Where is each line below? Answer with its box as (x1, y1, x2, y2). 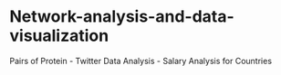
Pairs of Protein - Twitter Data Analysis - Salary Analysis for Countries (9, 55, 272, 66)
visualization (9, 25, 109, 46)
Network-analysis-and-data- (9, 6, 234, 27)
